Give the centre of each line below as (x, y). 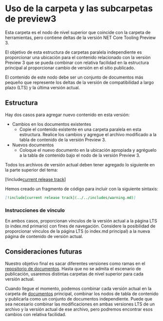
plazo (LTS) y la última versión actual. (43, 87)
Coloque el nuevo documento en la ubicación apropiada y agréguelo (88, 150)
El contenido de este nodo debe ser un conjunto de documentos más (74, 77)
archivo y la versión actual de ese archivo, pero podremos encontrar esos (79, 309)
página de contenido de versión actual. (44, 236)
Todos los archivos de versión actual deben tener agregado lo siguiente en (80, 164)
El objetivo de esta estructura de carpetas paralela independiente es (73, 52)
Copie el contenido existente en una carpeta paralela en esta (80, 129)
